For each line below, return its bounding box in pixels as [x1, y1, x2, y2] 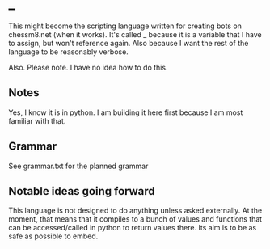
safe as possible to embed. [8, 231, 99, 241]
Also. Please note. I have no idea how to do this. [8, 62, 168, 72]
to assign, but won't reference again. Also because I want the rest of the [8, 38, 249, 48]
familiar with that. [8, 116, 66, 125]
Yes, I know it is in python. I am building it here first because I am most [8, 108, 243, 117]
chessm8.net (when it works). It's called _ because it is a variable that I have [8, 29, 262, 39]
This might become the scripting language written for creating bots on [8, 21, 243, 31]
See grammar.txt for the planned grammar [8, 161, 149, 171]
